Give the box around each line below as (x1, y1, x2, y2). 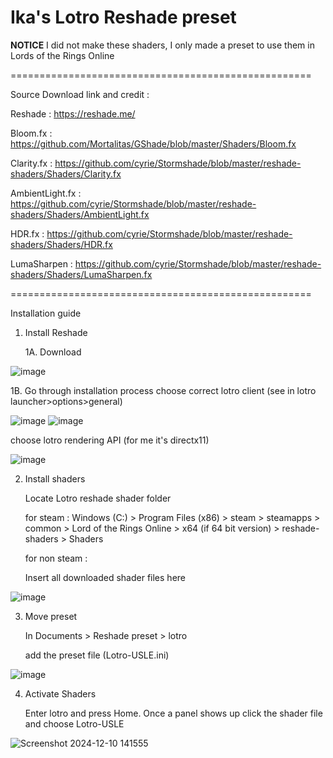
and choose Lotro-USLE (24, 717, 125, 730)
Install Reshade (24, 326, 88, 338)
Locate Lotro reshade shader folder (24, 492, 172, 504)
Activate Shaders (24, 687, 97, 700)
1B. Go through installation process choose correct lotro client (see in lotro (10, 384, 317, 396)
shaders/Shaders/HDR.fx (10, 238, 113, 250)
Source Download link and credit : (10, 88, 150, 100)
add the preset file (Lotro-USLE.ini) (24, 649, 170, 661)
